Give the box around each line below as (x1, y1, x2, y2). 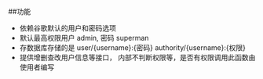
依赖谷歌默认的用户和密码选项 (19, 23, 116, 33)
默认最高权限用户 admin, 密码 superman (19, 34, 149, 42)
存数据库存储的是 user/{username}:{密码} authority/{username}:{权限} (19, 43, 246, 52)
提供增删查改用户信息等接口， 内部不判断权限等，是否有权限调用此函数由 (19, 53, 256, 62)
